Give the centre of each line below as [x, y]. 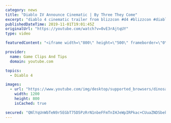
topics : [13, 71]
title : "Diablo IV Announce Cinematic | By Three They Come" [72, 15]
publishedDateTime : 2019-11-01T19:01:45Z [50, 24]
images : [13, 84]
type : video [18, 34]
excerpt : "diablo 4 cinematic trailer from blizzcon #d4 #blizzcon [78, 19]
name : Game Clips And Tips [38, 56]
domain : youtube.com [32, 61]
